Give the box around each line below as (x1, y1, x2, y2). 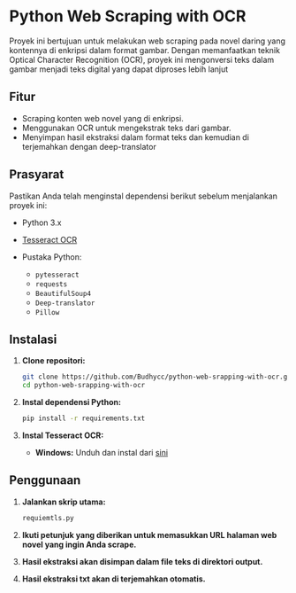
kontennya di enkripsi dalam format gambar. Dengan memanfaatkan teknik (9, 44, 281, 55)
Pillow (34, 308, 60, 316)
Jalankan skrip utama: (21, 496, 106, 507)
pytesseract (34, 270, 80, 279)
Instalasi (9, 332, 57, 347)
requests (34, 279, 68, 289)
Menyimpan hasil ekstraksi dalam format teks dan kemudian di (21, 131, 250, 143)
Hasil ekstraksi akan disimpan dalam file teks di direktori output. (21, 556, 263, 566)
